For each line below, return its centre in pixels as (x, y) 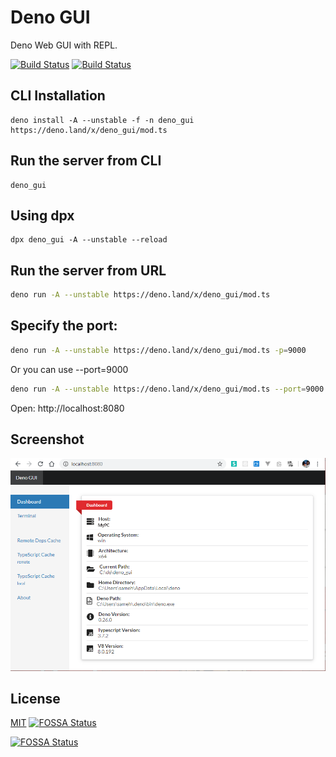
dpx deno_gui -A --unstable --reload (89, 240)
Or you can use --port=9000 (69, 369)
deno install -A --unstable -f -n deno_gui (102, 120)
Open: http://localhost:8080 (67, 408)
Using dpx (42, 215)
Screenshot (47, 439)
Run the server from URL (88, 270)
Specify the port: (64, 326)
